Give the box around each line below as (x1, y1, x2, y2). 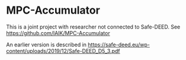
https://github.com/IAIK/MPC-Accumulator (6, 29, 111, 36)
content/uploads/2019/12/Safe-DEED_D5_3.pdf (6, 47, 120, 54)
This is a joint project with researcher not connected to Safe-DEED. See (6, 23, 181, 30)
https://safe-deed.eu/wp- (88, 41, 150, 48)
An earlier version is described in (6, 41, 87, 48)
